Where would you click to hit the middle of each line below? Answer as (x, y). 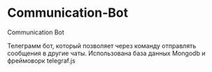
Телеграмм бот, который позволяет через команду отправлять (102, 45)
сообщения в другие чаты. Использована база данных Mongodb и (106, 53)
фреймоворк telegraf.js (41, 60)
